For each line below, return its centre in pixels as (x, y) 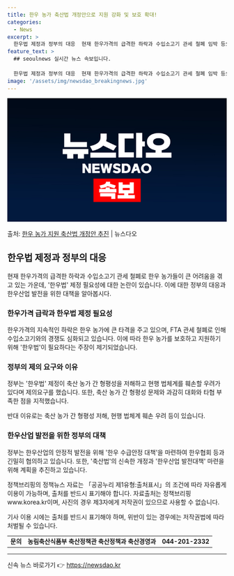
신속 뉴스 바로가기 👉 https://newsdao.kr (64, 565)
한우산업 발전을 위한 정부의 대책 (57, 436)
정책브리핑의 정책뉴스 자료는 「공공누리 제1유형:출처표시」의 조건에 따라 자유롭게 (117, 485)
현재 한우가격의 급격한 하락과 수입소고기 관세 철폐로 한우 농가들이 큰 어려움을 (111, 276)
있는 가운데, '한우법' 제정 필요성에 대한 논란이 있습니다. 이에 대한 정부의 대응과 (120, 285)
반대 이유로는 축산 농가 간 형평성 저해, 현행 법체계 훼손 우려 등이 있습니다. (106, 416)
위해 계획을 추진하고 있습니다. (47, 470)
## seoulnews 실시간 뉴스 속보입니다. (62, 59)
